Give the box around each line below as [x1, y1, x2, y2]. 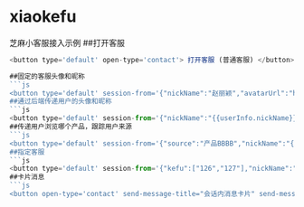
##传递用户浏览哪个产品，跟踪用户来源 [9, 122, 133, 132]
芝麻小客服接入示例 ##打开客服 [9, 37, 125, 48]
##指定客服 [9, 147, 45, 156]
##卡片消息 [9, 173, 45, 182]
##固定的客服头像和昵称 [9, 71, 86, 80]
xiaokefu [9, 6, 77, 27]
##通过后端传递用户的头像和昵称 [9, 97, 112, 106]
